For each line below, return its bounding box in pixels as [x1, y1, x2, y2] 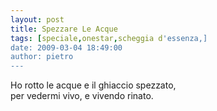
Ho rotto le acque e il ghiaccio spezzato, [10, 79, 177, 91]
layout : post [10, 14, 65, 25]
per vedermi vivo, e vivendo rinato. [10, 90, 154, 102]
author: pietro [10, 52, 74, 62]
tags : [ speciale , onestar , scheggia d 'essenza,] [10, 33, 208, 43]
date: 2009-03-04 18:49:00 [10, 42, 123, 53]
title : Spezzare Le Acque [10, 24, 118, 34]
